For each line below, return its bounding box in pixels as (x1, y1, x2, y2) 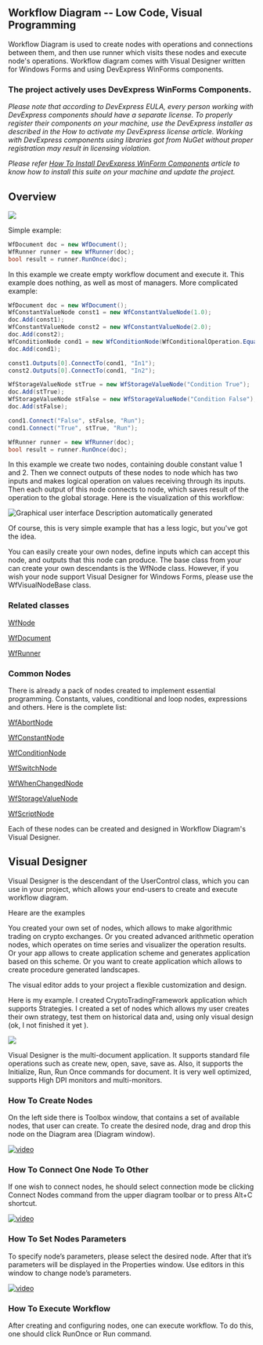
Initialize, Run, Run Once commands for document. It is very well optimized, (8, 1067, 252, 1076)
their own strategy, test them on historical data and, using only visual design (8, 1012, 254, 1022)
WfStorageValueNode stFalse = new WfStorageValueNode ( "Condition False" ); (8, 396, 258, 404)
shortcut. (8, 1199, 38, 1208)
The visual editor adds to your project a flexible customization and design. (8, 980, 247, 989)
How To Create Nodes (8, 1095, 93, 1106)
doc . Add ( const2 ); (8, 331, 65, 338)
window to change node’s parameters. (8, 1268, 131, 1277)
